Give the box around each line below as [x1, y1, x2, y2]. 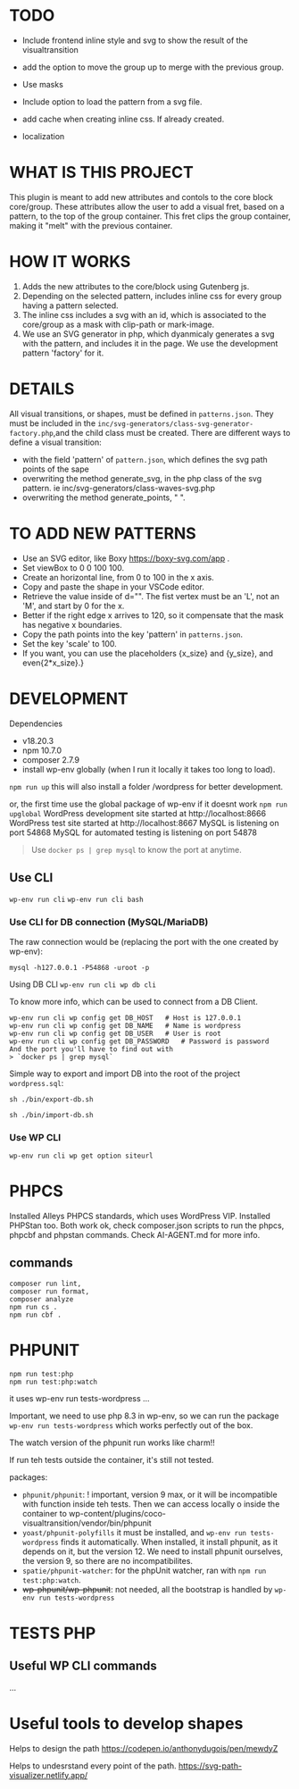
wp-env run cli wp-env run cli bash [9, 895, 145, 905]
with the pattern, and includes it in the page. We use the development [21, 338, 278, 348]
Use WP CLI [9, 1131, 62, 1143]
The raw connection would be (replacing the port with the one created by [9, 936, 279, 947]
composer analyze [9, 1294, 74, 1304]
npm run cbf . [9, 1310, 62, 1319]
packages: [9, 1471, 48, 1483]
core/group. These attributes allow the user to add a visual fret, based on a [9, 201, 285, 212]
